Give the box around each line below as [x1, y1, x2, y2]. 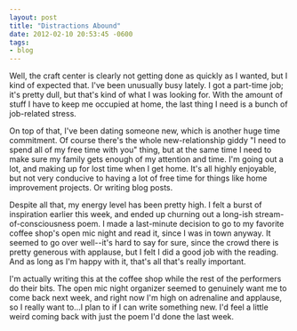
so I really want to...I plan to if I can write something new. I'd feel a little [9, 302, 269, 312]
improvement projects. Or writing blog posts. [9, 182, 173, 193]
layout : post [9, 12, 58, 22]
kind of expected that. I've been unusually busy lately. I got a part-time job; [9, 80, 285, 91]
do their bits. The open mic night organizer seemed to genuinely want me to [9, 283, 287, 294]
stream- [254, 209, 285, 220]
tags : [9, 37, 29, 47]
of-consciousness [9, 219, 76, 230]
